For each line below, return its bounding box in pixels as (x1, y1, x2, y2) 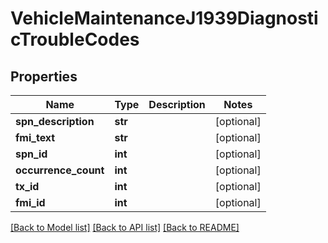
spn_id (15, 147, 48, 161)
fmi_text (15, 131, 56, 144)
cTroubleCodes (10, 28, 140, 51)
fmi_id (15, 196, 46, 209)
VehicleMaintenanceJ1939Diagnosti (10, 7, 319, 30)
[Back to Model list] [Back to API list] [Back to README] (10, 222, 240, 233)
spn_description (15, 115, 95, 128)
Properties (10, 68, 78, 85)
